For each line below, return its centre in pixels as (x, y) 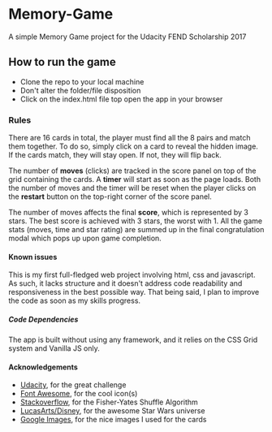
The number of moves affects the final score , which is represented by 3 (129, 213)
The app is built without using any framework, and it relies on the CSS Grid (133, 340)
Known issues (33, 257)
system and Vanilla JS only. (54, 348)
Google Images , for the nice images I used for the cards (113, 420)
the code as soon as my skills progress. (74, 300)
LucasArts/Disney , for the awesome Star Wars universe (112, 411)
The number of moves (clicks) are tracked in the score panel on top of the (132, 171)
